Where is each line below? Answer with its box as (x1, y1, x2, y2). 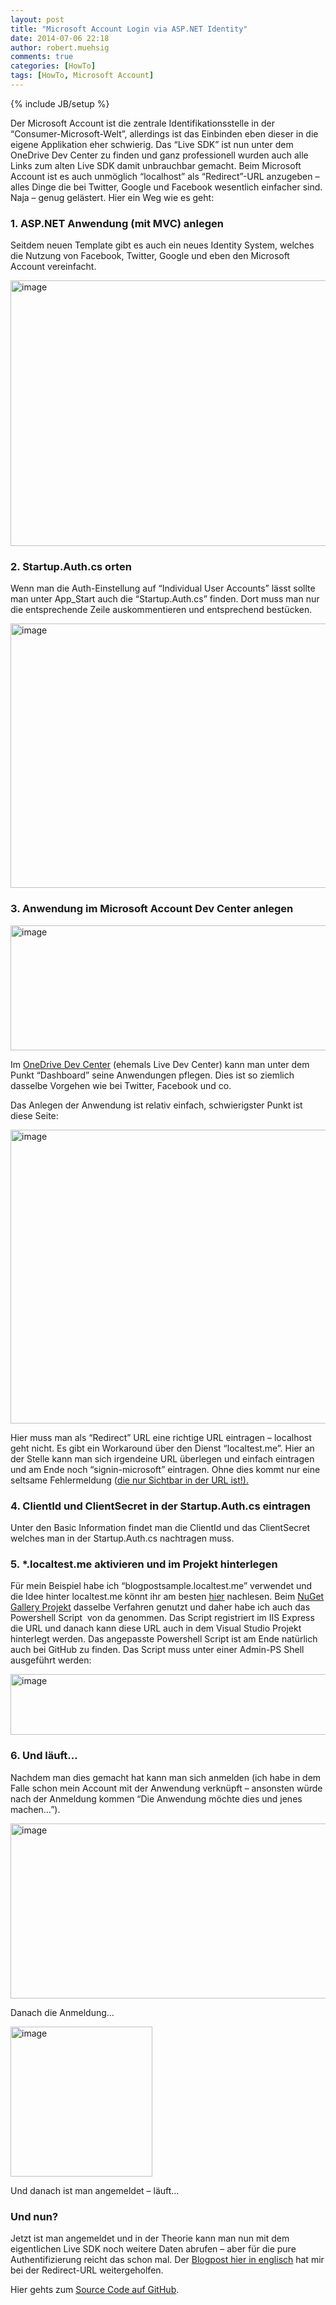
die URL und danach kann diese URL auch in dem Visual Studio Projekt (10, 1622, 302, 1635)
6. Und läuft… (10, 1749, 78, 1763)
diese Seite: (10, 1109, 59, 1121)
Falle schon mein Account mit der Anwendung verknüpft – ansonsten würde (10, 1782, 323, 1794)
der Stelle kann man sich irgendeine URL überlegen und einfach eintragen (10, 1452, 315, 1465)
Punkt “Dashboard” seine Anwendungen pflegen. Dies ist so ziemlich (10, 1069, 295, 1081)
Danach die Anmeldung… (10, 2006, 115, 2018)
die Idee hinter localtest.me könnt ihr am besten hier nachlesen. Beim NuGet (10, 1591, 325, 1603)
